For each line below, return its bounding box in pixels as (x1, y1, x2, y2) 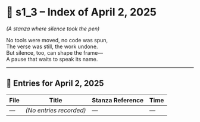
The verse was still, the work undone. (6, 43, 98, 50)
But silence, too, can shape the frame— (6, 49, 103, 56)
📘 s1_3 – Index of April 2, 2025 (6, 5, 157, 19)
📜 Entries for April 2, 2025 (6, 79, 104, 89)
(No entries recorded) (25, 106, 86, 114)
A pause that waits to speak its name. (6, 55, 98, 62)
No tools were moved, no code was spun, (6, 36, 108, 43)
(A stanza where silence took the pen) (6, 25, 100, 32)
